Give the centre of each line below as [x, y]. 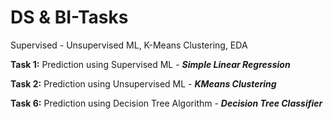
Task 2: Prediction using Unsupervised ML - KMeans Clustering [143, 83]
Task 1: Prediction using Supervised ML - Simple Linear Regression [150, 64]
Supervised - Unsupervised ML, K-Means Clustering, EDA [129, 45]
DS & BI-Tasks [69, 17]
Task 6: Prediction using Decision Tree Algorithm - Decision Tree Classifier [166, 103]
